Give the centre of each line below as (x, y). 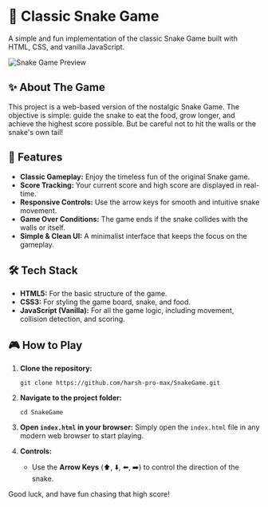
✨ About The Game (57, 87)
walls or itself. (43, 228)
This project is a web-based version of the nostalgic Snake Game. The (124, 106)
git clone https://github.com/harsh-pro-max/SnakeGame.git (120, 383)
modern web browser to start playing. (82, 436)
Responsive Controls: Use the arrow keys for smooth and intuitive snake (140, 202)
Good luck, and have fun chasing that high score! (89, 494)
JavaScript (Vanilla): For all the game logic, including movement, (127, 311)
